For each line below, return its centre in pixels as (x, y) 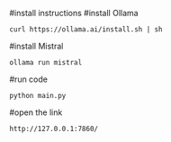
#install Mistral (36, 46)
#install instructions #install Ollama (74, 13)
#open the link (36, 112)
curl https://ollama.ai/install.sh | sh (86, 30)
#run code (28, 79)
